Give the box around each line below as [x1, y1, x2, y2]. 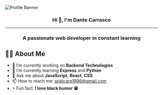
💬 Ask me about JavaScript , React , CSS [12, 73, 93, 79]
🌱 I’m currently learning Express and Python [12, 68, 102, 73]
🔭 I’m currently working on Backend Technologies [12, 63, 113, 68]
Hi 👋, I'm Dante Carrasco [52, 16, 111, 23]
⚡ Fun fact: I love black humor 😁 [12, 85, 79, 91]
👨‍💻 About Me [5, 50, 46, 58]
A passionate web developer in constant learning [22, 35, 141, 41]
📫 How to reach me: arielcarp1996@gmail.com [12, 78, 107, 84]
